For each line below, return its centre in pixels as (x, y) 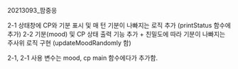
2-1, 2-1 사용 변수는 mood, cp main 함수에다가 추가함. (83, 58)
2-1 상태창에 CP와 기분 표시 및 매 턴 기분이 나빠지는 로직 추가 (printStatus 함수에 (119, 25)
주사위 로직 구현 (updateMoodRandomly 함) (69, 43)
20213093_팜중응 (32, 10)
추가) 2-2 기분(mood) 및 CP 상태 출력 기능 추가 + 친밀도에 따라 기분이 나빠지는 (117, 34)
